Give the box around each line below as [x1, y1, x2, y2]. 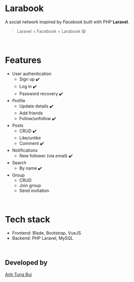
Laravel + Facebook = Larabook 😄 [16, 28, 86, 34]
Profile [12, 97, 26, 103]
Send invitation [19, 188, 49, 193]
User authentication [12, 71, 52, 77]
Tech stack [5, 214, 50, 225]
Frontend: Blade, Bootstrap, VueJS [12, 230, 81, 235]
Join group [19, 182, 41, 188]
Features [5, 55, 42, 66]
